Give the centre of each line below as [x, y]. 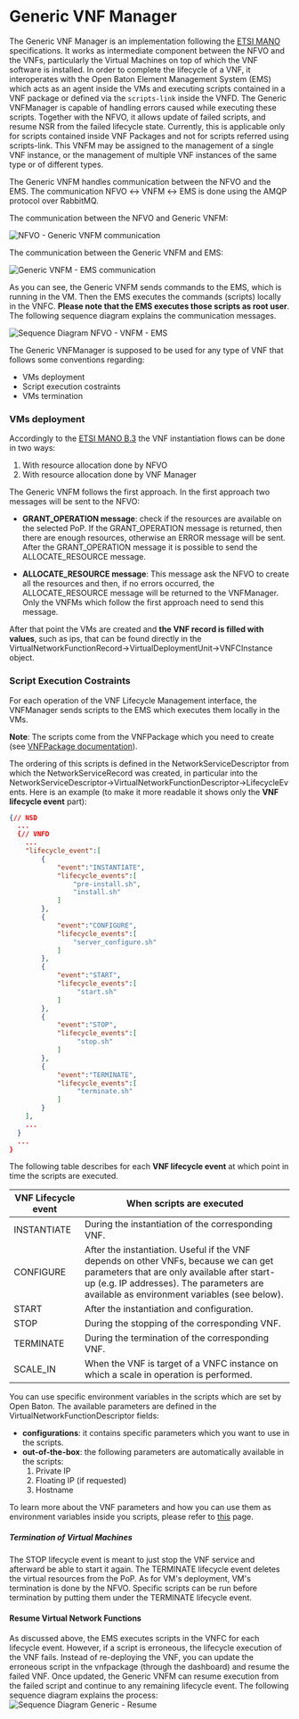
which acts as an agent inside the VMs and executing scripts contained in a [147, 88]
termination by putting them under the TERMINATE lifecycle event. [130, 1598]
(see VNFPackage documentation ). [73, 746]
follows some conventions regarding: [77, 360]
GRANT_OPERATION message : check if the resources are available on [152, 519]
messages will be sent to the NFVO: [75, 502]
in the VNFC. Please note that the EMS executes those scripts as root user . [149, 306]
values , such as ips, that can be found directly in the [105, 639]
